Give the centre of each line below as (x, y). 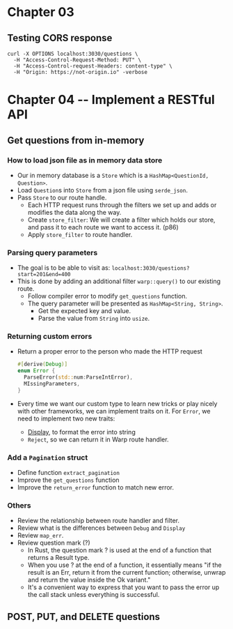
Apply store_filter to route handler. (80, 234)
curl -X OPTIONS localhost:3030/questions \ (73, 54)
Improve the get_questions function (68, 480)
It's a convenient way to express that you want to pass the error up (123, 587)
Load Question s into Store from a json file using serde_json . (102, 190)
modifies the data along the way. (74, 212)
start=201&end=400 (44, 275)
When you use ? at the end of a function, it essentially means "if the (124, 565)
